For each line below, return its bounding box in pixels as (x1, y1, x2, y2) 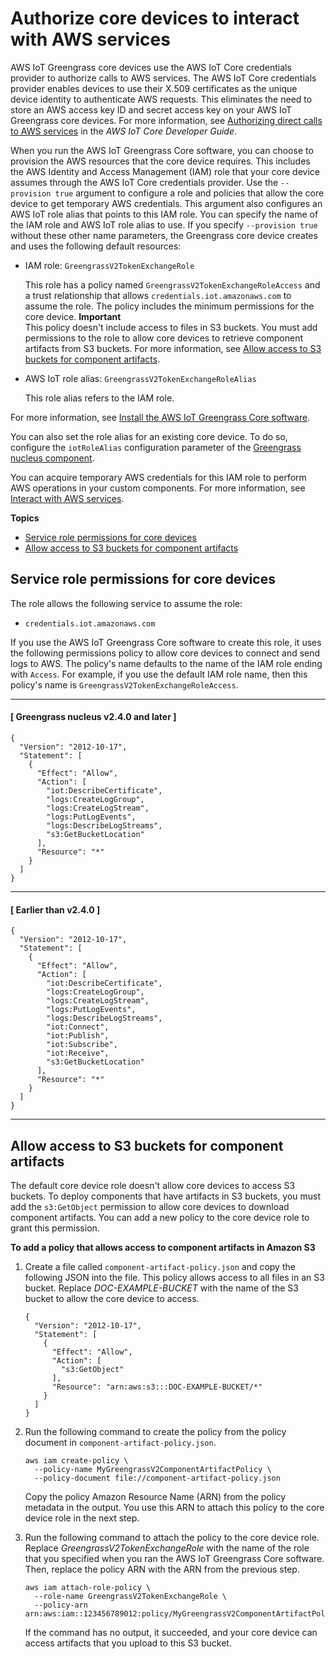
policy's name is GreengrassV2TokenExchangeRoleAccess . (10, 678, 239, 691)
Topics (10, 512, 40, 524)
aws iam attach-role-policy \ (24, 1582, 152, 1592)
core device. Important (24, 310, 122, 322)
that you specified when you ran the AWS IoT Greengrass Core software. (24, 1552, 325, 1564)
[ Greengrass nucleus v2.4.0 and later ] (10, 711, 177, 723)
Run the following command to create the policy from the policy (24, 1425, 287, 1437)
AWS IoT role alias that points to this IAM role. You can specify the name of (10, 208, 319, 220)
